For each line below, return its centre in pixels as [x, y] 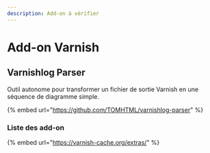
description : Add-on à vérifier [53, 13]
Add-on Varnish [53, 47]
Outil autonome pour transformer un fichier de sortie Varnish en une [103, 89]
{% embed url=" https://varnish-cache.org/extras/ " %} [83, 142]
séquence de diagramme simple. [53, 96]
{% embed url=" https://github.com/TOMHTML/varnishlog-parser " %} [105, 110]
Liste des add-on [36, 128]
